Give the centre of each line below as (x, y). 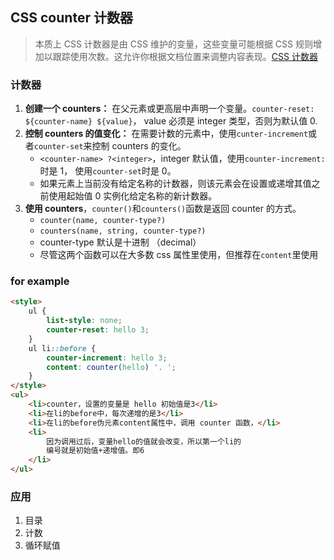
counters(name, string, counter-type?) (123, 231)
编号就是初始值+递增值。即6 (95, 451)
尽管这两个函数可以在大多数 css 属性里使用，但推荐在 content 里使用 (179, 255)
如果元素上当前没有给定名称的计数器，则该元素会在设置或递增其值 (175, 184)
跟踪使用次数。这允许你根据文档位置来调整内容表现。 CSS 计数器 (185, 56)
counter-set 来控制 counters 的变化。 (110, 146)
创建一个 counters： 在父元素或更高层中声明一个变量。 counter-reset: (169, 109)
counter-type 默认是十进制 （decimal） (120, 242)
